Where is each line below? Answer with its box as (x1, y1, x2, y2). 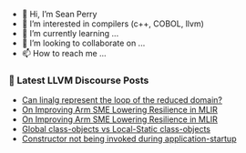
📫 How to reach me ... (21, 48, 107, 58)
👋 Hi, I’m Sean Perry (21, 9, 97, 19)
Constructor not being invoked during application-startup (21, 133, 237, 145)
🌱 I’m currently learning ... (21, 28, 119, 38)
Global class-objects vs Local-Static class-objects (21, 124, 211, 135)
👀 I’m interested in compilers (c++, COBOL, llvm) (21, 18, 204, 29)
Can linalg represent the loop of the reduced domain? (21, 95, 222, 106)
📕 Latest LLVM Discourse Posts (8, 74, 149, 87)
